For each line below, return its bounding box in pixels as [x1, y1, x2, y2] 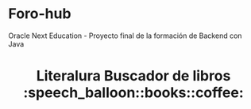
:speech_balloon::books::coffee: [23, 84, 244, 102]
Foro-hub [8, 5, 71, 23]
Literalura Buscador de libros [36, 67, 231, 85]
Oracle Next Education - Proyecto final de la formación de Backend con [8, 31, 242, 40]
